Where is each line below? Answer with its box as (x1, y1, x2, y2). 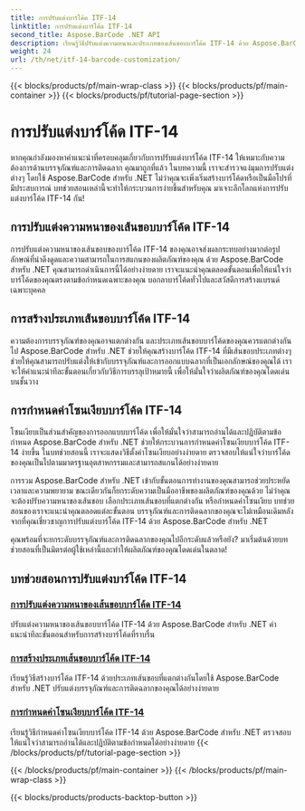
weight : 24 (10, 47, 52, 56)
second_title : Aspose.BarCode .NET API (10, 30, 161, 39)
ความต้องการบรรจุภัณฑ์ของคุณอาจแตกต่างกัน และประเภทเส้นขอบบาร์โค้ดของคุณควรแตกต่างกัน (10, 335, 292, 346)
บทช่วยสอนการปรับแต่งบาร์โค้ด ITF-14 (10, 571, 187, 587)
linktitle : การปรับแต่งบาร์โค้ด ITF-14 (10, 22, 133, 31)
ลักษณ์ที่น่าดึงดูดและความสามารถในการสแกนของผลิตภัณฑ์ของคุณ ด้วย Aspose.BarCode (10, 253, 284, 264)
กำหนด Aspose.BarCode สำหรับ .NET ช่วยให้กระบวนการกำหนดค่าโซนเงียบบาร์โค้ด (10, 436, 272, 448)
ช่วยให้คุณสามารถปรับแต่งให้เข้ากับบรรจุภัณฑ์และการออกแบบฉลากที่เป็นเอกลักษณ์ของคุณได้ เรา (10, 355, 292, 367)
